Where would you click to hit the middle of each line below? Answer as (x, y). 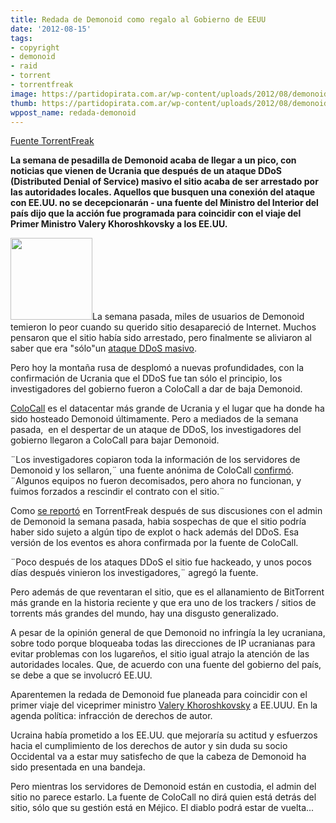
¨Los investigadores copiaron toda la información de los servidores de (155, 460)
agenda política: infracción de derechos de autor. (111, 716)
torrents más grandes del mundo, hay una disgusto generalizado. (145, 613)
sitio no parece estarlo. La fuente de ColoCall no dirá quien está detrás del (163, 797)
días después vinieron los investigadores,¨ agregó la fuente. (134, 573)
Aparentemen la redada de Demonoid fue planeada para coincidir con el (159, 695)
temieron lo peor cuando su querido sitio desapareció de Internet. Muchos (163, 327)
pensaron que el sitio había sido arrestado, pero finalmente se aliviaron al (161, 338)
